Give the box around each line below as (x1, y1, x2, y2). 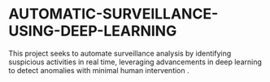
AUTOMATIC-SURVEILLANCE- (8, 5, 219, 23)
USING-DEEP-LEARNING (8, 22, 177, 40)
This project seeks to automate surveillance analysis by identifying (8, 48, 232, 58)
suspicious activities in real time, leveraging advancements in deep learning (8, 57, 263, 67)
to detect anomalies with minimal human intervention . (8, 65, 189, 75)
